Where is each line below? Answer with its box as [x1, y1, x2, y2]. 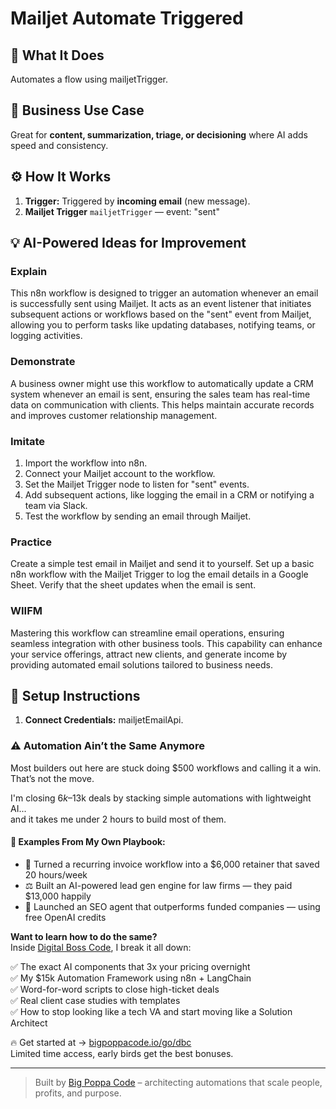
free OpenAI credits [24, 911, 107, 923]
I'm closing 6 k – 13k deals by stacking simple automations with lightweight [10, 792, 312, 804]
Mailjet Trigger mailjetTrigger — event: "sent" [24, 205, 220, 217]
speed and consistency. [10, 139, 109, 151]
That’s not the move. [10, 772, 95, 784]
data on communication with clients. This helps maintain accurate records [10, 398, 315, 411]
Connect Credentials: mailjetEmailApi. [24, 714, 184, 726]
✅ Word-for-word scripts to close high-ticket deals [10, 983, 220, 995]
